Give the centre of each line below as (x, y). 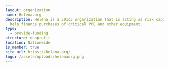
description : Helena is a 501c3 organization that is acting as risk (80, 19)
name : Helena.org (23, 15)
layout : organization (28, 10)
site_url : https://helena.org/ (38, 52)
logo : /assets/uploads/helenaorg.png (45, 57)
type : (11, 29)
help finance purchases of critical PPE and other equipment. (76, 24)
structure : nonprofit (28, 38)
